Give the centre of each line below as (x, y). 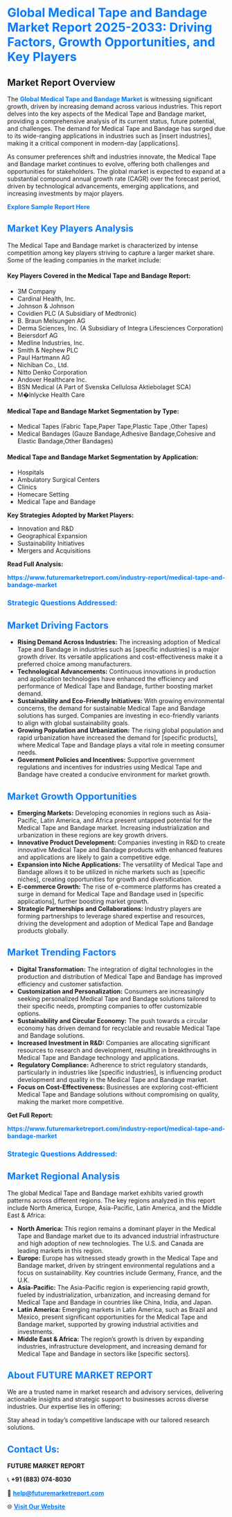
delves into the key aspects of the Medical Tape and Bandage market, (107, 114)
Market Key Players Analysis (70, 229)
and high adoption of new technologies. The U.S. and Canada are (110, 1243)
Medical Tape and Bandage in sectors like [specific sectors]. (104, 1354)
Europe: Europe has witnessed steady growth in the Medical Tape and (117, 1258)
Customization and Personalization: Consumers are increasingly (110, 991)
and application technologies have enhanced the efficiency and (108, 679)
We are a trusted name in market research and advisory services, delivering (115, 1392)
